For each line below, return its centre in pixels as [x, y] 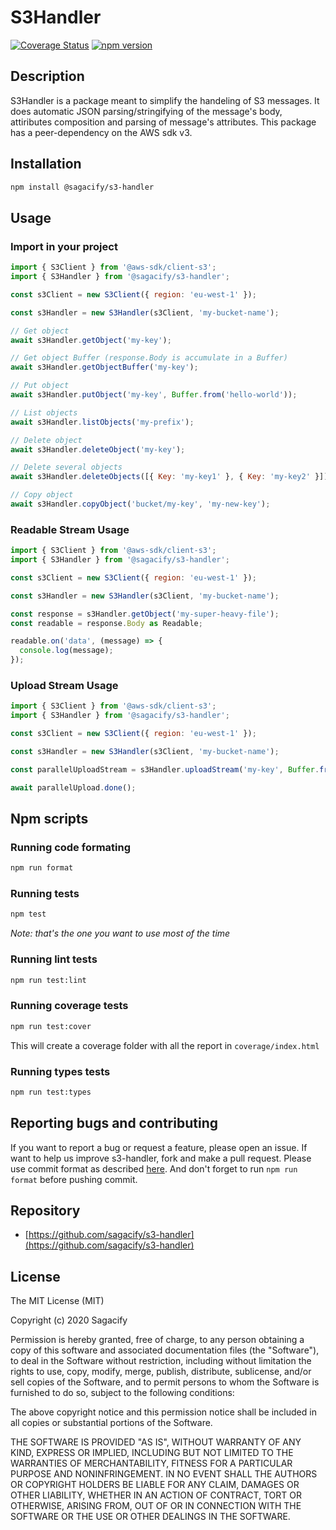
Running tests [45, 894]
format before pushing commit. [74, 1179]
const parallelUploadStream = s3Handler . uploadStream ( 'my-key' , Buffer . [165, 769]
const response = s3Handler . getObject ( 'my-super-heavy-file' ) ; [145, 614]
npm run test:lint [48, 980]
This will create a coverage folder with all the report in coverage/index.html [165, 1045]
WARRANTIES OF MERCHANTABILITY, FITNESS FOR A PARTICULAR [151, 1463]
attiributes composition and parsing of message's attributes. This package [163, 122]
